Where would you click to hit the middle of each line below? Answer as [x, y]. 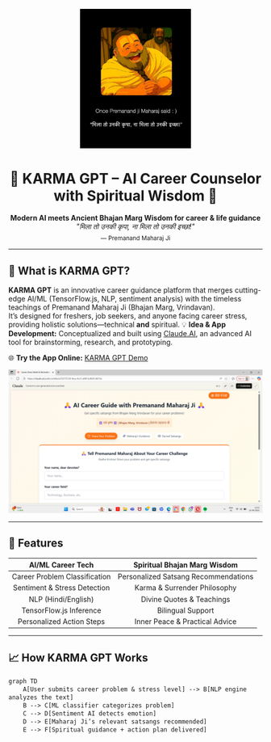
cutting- [248, 290]
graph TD [23, 681]
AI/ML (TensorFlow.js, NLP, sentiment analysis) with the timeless [134, 299]
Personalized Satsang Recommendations [186, 577]
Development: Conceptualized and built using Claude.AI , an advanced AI [130, 334]
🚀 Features [36, 543]
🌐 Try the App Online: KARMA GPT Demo [78, 358]
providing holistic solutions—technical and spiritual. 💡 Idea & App [117, 325]
